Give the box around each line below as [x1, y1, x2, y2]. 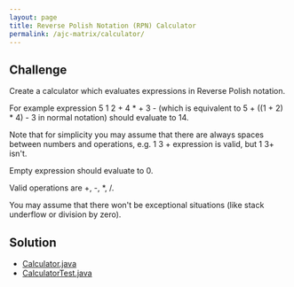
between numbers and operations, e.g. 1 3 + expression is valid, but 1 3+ [9, 139, 275, 150]
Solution [9, 235, 57, 250]
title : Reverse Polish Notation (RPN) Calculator [9, 21, 197, 30]
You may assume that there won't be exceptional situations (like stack [9, 200, 265, 211]
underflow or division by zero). [9, 209, 122, 220]
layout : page [9, 12, 58, 22]
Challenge [9, 62, 68, 77]
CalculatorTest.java [21, 268, 92, 278]
